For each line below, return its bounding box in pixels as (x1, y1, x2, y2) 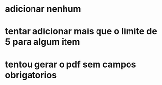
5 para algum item (5, 36, 80, 48)
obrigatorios (5, 69, 57, 81)
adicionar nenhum (5, 3, 81, 15)
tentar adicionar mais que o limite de (5, 26, 158, 37)
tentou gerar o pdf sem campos (5, 59, 136, 70)
